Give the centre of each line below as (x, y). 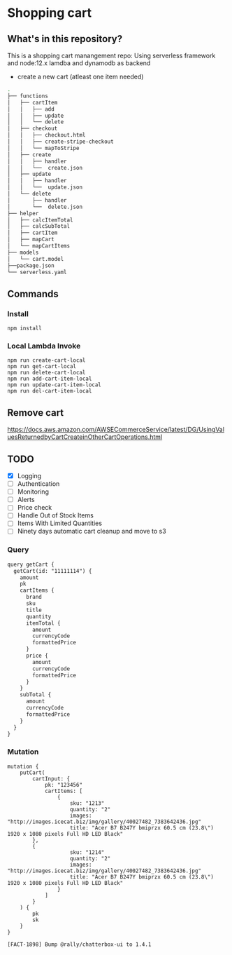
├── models (23, 252)
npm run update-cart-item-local (54, 385)
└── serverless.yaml (37, 272)
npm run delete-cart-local (46, 373)
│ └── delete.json (45, 207)
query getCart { (31, 564)
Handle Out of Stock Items (56, 515)
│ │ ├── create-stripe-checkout (60, 142)
